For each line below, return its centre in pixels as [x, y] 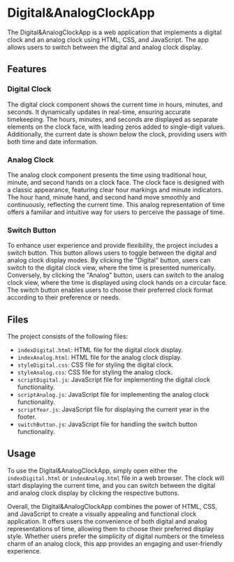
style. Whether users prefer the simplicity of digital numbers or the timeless [116, 536]
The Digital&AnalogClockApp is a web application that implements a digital [115, 32]
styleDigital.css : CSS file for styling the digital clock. [95, 365]
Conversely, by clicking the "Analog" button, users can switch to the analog [116, 275]
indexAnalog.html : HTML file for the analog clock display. [100, 358]
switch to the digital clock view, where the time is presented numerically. [112, 268]
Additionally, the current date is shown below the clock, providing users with [117, 134]
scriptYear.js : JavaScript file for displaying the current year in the [113, 409]
